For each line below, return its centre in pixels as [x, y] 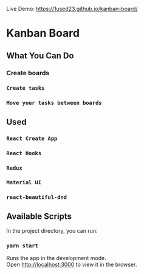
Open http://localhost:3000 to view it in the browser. [72, 265]
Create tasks [26, 88]
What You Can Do [40, 55]
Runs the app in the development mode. [56, 258]
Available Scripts [39, 216]
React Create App [32, 138]
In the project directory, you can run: [52, 231]
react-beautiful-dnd [37, 197]
